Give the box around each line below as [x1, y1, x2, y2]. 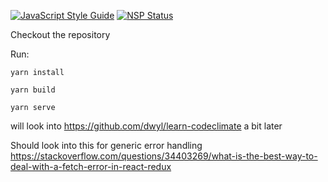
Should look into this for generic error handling [10, 140, 203, 151]
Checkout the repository [10, 29, 111, 40]
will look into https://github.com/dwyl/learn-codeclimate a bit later [10, 120, 283, 132]
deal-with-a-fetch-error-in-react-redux [10, 161, 172, 172]
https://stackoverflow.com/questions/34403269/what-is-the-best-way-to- [10, 150, 318, 162]
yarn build [10, 85, 56, 95]
